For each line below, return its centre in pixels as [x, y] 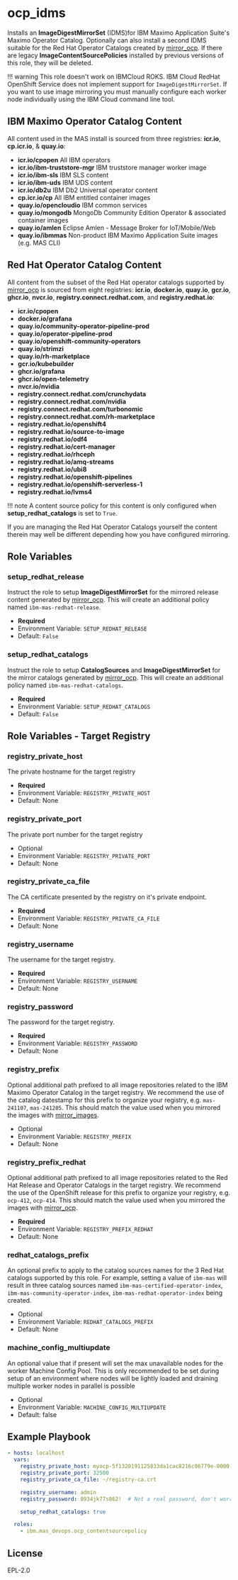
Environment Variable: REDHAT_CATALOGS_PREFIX [85, 1322]
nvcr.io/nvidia [39, 386]
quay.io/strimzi [40, 348]
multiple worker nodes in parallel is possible [72, 1386]
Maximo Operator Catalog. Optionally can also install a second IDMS [107, 40]
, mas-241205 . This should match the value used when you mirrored [123, 1107]
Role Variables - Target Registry [79, 736]
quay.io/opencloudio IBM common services [82, 205]
